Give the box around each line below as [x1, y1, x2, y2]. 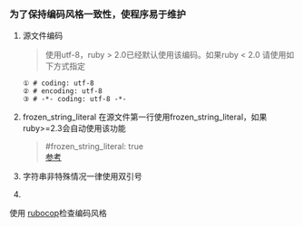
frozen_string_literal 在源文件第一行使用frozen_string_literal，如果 [22, 111, 268, 123]
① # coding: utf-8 [22, 79, 94, 88]
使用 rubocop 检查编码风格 [9, 208, 107, 219]
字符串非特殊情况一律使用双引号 [22, 171, 142, 182]
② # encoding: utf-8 [22, 87, 103, 96]
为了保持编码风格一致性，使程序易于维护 [9, 7, 186, 20]
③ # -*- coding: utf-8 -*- [22, 95, 127, 104]
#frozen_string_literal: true [44, 141, 143, 152]
